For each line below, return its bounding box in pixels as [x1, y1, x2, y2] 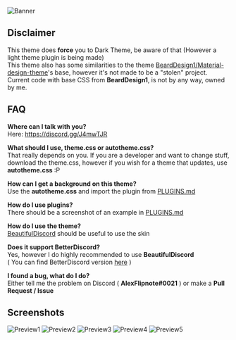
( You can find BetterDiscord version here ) [7, 258, 132, 266]
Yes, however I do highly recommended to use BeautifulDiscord [7, 250, 194, 258]
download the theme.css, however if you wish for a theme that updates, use [7, 158, 228, 167]
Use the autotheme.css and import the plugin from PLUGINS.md [7, 187, 196, 195]
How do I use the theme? [7, 222, 81, 230]
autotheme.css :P [7, 165, 61, 174]
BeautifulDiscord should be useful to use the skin [7, 229, 150, 237]
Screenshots [7, 307, 65, 319]
